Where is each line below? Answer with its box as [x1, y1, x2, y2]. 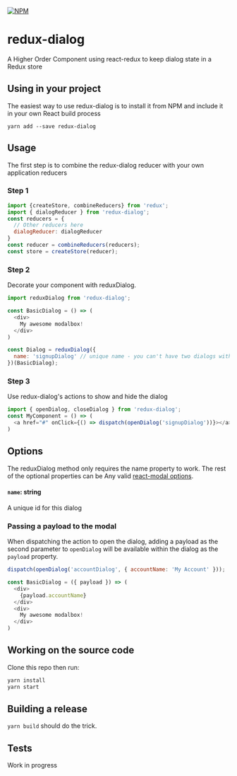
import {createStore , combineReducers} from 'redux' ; [7, 202, 169, 209]
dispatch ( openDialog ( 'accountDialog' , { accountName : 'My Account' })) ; [7, 566, 226, 573]
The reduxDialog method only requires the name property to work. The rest [7, 464, 226, 473]
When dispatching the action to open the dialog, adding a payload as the [7, 538, 219, 546]
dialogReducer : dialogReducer [13, 228, 102, 236]
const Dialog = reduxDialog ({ [7, 347, 97, 354]
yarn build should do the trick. [7, 722, 97, 730]
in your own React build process [7, 109, 101, 117]
